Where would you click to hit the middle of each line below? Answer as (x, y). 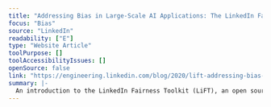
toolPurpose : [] (35, 53)
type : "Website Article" (50, 46)
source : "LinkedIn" (41, 31)
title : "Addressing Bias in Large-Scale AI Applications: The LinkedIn (131, 16)
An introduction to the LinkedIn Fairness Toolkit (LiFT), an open (131, 91)
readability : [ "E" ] (41, 38)
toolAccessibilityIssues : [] (57, 61)
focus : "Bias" (32, 23)
